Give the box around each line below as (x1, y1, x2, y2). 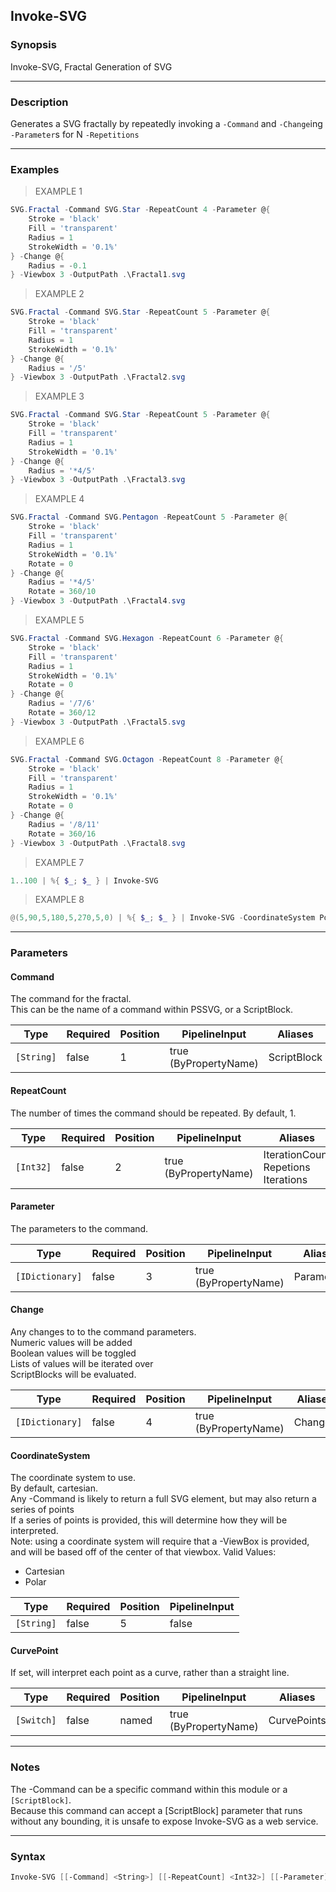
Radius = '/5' (28, 363, 87, 373)
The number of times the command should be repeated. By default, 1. (10, 1107, 297, 1119)
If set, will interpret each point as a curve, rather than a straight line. (10, 1667, 290, 1679)
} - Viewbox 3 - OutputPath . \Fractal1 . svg (10, 270, 186, 280)
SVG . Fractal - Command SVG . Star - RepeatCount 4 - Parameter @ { (10, 205, 271, 215)
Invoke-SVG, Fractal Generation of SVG (10, 60, 173, 73)
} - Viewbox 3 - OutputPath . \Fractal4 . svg (10, 596, 186, 606)
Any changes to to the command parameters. (10, 1326, 197, 1338)
